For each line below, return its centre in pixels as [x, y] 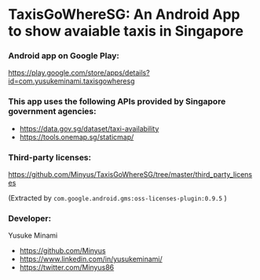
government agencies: [52, 112]
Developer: [30, 218]
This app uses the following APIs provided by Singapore [117, 101]
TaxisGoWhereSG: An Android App [125, 15]
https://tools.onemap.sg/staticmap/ [77, 137]
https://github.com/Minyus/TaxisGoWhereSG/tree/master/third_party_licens [130, 175]
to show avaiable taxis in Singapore [126, 31]
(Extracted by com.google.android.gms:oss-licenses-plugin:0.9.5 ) [118, 198]
